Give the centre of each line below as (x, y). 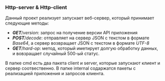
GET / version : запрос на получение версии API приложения (75, 33)
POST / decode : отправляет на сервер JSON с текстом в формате (81, 38)
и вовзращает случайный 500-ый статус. (56, 54)
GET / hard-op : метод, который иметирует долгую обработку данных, (85, 49)
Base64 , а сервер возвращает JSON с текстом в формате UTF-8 (81, 43)
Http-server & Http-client (36, 7)
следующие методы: (27, 23)
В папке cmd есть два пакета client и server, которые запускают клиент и (82, 63)
